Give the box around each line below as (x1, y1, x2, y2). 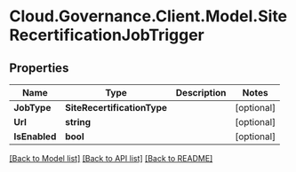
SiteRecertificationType (65, 102, 167, 113)
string (65, 116, 92, 128)
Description (175, 87, 227, 98)
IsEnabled (13, 130, 57, 143)
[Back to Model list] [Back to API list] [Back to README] (9, 153, 213, 163)
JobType (13, 102, 52, 113)
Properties (9, 60, 69, 75)
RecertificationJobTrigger (9, 25, 204, 45)
